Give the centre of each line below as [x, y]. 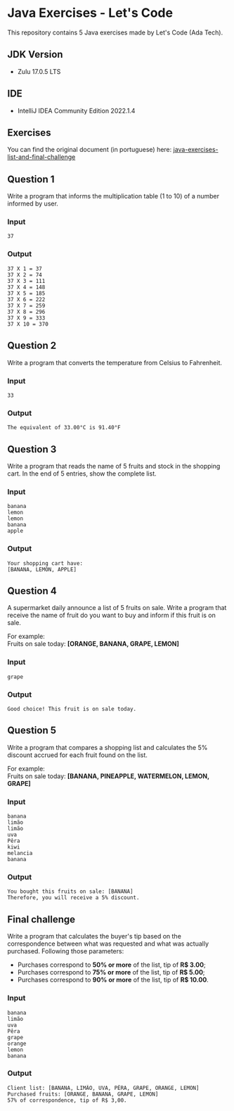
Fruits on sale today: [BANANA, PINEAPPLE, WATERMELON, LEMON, [108, 776]
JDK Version [35, 55]
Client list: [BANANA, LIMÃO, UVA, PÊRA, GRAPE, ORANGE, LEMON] [103, 1088]
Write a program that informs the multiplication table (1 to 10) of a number [113, 196]
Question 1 [31, 179]
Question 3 [32, 449]
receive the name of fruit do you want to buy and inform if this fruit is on [111, 615]
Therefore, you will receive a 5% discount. [73, 898]
